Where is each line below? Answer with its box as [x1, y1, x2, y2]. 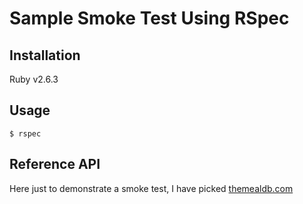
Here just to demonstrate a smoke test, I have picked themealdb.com [9, 182, 294, 194]
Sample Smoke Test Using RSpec [9, 7, 290, 30]
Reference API [9, 156, 101, 173]
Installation [9, 47, 81, 64]
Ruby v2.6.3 [9, 73, 59, 85]
